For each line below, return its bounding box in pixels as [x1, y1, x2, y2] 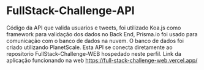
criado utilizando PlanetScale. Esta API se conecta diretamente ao [6, 44, 173, 51]
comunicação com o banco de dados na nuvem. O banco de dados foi [6, 37, 184, 44]
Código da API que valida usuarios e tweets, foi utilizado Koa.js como [6, 24, 181, 31]
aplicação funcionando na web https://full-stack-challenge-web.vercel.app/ [6, 56, 198, 64]
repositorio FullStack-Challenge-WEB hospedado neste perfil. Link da [6, 50, 182, 57]
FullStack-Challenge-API [6, 4, 135, 18]
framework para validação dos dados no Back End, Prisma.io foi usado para [6, 30, 198, 37]
